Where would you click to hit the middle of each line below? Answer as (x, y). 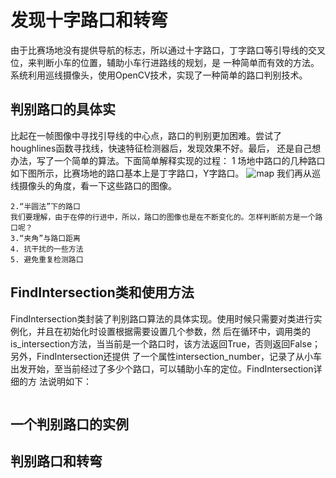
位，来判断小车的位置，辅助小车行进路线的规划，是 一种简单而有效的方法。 (165, 62)
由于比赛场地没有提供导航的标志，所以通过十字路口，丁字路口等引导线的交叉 (168, 50)
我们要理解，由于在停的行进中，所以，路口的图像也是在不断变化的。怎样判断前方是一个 (163, 217)
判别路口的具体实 (63, 109)
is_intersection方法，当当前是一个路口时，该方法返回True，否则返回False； (166, 343)
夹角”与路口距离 (52, 238)
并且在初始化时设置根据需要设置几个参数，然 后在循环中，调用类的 (173, 331)
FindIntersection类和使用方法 (102, 292)
